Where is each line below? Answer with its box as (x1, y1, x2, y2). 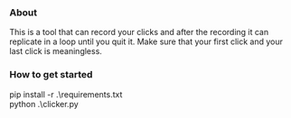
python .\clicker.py (9, 98, 79, 109)
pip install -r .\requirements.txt (9, 88, 123, 100)
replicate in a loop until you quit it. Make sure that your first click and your (9, 36, 283, 47)
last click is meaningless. (9, 46, 102, 57)
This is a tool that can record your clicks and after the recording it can (9, 27, 269, 38)
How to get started (9, 68, 93, 81)
